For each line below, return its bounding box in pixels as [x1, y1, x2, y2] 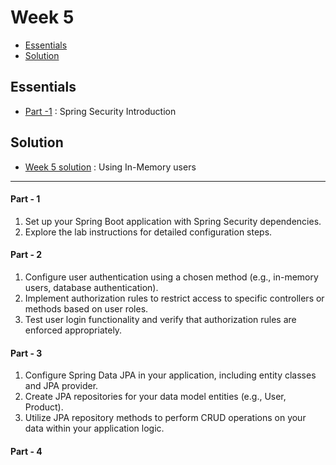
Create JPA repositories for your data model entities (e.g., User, [24, 391, 287, 403]
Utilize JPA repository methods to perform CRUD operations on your [24, 412, 307, 424]
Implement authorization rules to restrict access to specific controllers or [24, 292, 325, 304]
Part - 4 [10, 445, 43, 457]
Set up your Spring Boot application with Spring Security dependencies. [24, 215, 322, 227]
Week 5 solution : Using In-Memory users [24, 161, 197, 173]
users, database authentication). [24, 281, 159, 293]
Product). [24, 401, 64, 413]
